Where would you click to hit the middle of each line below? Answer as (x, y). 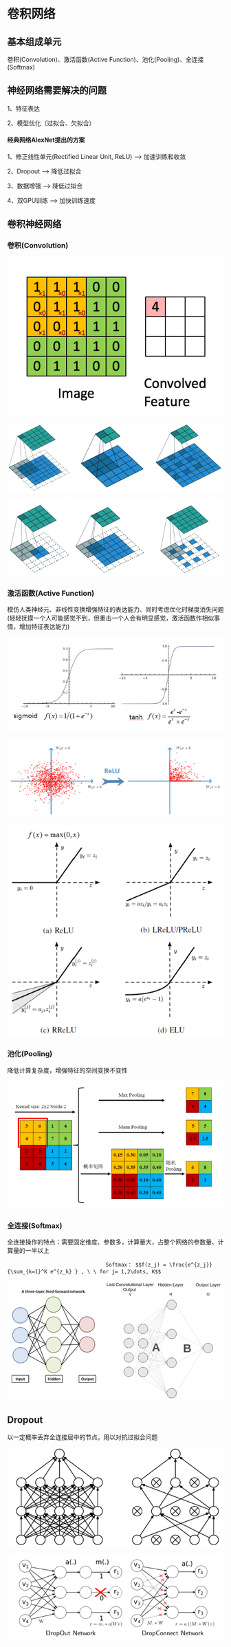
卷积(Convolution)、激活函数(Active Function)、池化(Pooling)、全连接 (106, 60)
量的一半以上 (31, 1250)
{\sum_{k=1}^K (27, 1271)
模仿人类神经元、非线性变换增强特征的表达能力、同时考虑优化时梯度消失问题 (115, 610)
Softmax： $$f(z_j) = (136, 1264)
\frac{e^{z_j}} (191, 1264)
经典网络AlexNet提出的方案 (46, 140)
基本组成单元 (34, 42)
